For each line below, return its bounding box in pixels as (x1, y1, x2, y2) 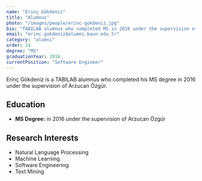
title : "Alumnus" (6, 14, 50, 20)
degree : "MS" (6, 48, 39, 54)
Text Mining (14, 168, 44, 175)
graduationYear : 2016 (6, 54, 61, 60)
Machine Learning (14, 155, 60, 162)
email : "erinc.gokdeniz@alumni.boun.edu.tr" (6, 31, 120, 37)
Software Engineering (14, 162, 69, 169)
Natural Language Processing (14, 149, 89, 156)
